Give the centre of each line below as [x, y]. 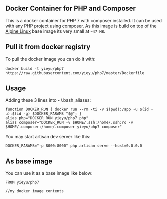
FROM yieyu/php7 [22, 183]
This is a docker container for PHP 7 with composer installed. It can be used [83, 20]
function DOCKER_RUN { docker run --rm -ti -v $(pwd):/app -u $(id [77, 110]
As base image [29, 161]
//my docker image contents [35, 191]
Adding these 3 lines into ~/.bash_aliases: [48, 100]
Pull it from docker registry [48, 47]
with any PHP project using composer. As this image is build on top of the [81, 26]
